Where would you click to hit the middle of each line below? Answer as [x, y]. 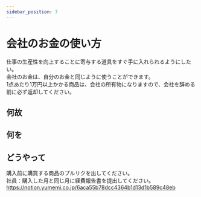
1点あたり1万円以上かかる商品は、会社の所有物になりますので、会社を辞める [101, 84]
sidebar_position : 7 [32, 12]
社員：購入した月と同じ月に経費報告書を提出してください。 [80, 181]
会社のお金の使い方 [54, 44]
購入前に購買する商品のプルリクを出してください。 [70, 173]
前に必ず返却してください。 [41, 92]
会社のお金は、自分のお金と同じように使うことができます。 [80, 77]
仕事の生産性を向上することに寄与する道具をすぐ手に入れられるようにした [99, 62]
